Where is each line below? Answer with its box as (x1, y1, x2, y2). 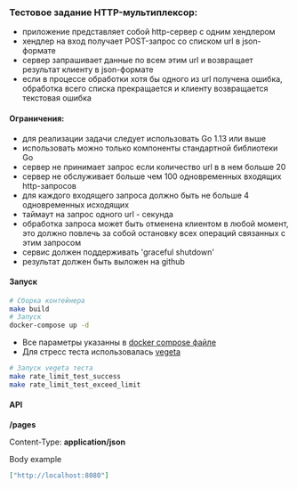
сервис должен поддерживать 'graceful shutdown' (21, 247, 215, 257)
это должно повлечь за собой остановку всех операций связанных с (21, 227, 286, 238)
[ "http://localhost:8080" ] (9, 471, 109, 480)
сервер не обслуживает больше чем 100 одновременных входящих (21, 171, 282, 182)
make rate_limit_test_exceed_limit (9, 380, 141, 389)
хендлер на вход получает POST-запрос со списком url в (21, 36, 241, 46)
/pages (9, 420, 36, 430)
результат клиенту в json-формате (21, 64, 154, 75)
